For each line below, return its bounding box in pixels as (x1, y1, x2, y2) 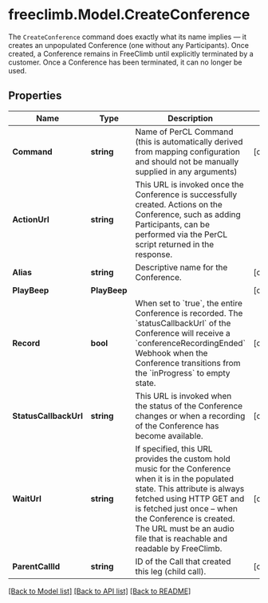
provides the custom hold (135, 453, 231, 464)
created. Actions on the (135, 199, 223, 210)
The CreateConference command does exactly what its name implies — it (8, 32, 247, 41)
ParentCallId (12, 561, 61, 572)
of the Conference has (135, 420, 219, 432)
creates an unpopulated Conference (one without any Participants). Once (8, 40, 250, 49)
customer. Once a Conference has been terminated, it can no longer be (8, 57, 242, 67)
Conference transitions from (135, 357, 241, 368)
